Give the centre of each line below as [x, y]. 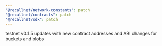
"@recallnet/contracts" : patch [38, 15]
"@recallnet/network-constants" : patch [48, 10]
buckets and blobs [25, 39]
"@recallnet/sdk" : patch [32, 19]
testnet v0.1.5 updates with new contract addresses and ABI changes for [81, 34]
